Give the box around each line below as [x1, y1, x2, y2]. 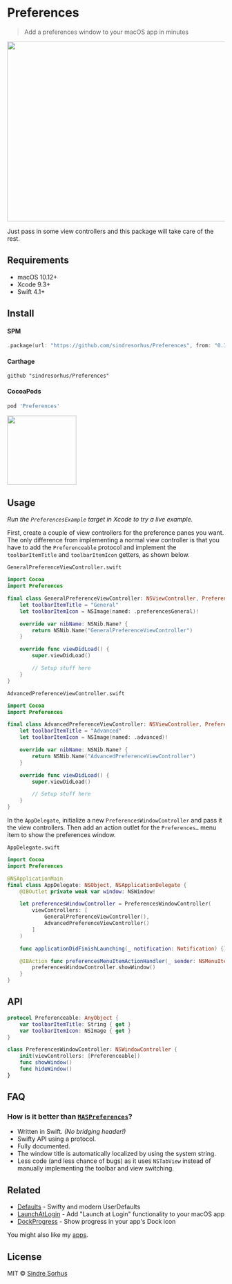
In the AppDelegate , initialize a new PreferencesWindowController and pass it [7, 816, 222, 825]
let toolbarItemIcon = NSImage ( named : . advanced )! [19, 734, 168, 741]
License [7, 1251, 42, 1263]
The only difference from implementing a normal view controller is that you [7, 536, 220, 544]
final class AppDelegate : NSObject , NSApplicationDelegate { [7, 881, 187, 888]
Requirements [7, 255, 69, 266]
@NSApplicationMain [7, 875, 64, 882]
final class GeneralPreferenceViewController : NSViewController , [7, 595, 199, 603]
